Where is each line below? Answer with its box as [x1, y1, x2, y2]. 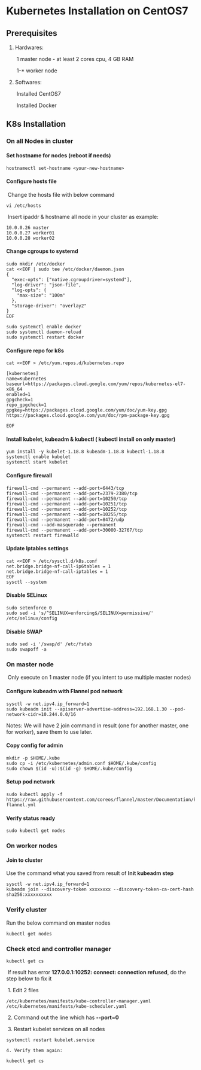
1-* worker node [16, 67, 58, 74]
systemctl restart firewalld [6, 532, 79, 538]
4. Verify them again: [6, 1047, 63, 1053]
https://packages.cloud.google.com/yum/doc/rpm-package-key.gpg [6, 413, 170, 419]
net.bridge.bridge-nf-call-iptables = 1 [6, 568, 109, 575]
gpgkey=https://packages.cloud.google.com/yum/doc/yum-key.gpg [6, 407, 167, 413]
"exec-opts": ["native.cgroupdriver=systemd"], [11, 276, 133, 282]
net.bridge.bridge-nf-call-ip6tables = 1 [6, 563, 111, 569]
